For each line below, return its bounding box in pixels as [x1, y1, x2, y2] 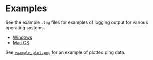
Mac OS [12, 39, 29, 45]
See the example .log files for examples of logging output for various [5, 19, 148, 25]
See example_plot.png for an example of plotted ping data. [5, 49, 126, 55]
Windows [12, 34, 32, 40]
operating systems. [5, 24, 45, 30]
